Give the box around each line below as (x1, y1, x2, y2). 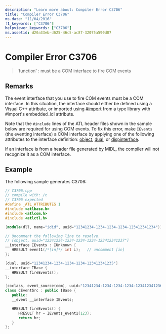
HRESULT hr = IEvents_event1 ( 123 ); (18, 311, 92, 316)
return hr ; (18, 315, 41, 320)
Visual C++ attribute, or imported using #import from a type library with (5, 106, 151, 112)
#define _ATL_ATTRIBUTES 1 (5, 202, 61, 207)
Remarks (5, 82, 34, 90)
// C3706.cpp (5, 188, 32, 193)
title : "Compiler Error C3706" (5, 12, 70, 17)
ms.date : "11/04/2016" (5, 16, 52, 21)
